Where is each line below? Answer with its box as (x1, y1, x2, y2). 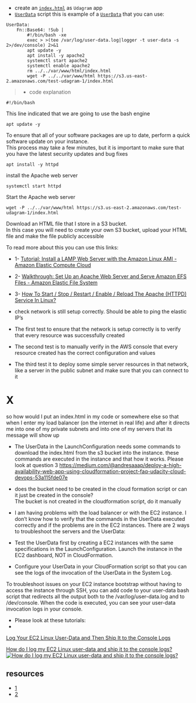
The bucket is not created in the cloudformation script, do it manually (14, 498, 181, 505)
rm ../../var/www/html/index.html (27, 68, 111, 74)
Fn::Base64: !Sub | (16, 27, 64, 33)
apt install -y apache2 (27, 53, 85, 59)
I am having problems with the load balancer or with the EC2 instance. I (14, 509, 187, 516)
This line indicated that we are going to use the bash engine (6, 110, 150, 117)
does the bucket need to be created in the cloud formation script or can (14, 485, 187, 492)
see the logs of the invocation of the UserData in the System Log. (14, 569, 173, 576)
